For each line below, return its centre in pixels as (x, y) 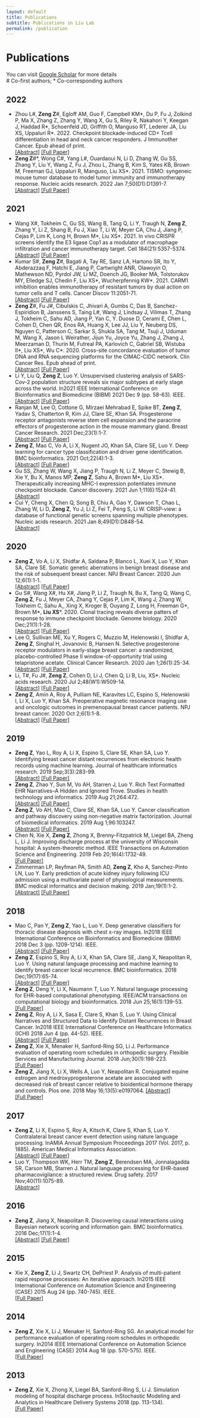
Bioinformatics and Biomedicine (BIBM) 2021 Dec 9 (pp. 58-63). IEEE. (100, 394)
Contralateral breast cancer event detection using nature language (96, 1137)
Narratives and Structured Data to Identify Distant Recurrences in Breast (103, 1021)
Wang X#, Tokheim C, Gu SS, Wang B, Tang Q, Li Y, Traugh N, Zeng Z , (101, 223)
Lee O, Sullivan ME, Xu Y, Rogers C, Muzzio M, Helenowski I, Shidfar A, (102, 637)
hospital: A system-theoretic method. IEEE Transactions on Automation (101, 848)
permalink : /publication (37, 28)
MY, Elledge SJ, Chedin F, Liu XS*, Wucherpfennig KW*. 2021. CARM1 (101, 280)
